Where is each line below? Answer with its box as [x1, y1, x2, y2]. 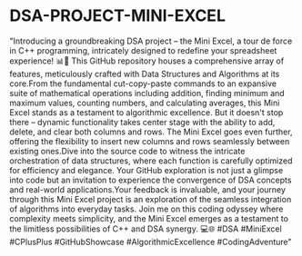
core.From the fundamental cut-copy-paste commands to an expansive [9, 78, 277, 89]
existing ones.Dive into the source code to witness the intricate [9, 145, 246, 156]
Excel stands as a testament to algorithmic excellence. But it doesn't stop [9, 106, 284, 118]
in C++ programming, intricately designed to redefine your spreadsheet [9, 44, 277, 55]
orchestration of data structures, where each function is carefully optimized [9, 155, 293, 166]
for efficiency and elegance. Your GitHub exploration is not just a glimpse [9, 164, 284, 175]
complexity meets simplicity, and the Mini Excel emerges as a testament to [9, 212, 289, 223]
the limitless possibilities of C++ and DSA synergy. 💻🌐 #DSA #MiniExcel [9, 223, 282, 234]
